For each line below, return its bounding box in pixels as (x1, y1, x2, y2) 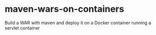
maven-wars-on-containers (5, 3, 124, 15)
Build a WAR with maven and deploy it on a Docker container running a (5, 20, 151, 26)
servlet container (5, 25, 40, 31)
